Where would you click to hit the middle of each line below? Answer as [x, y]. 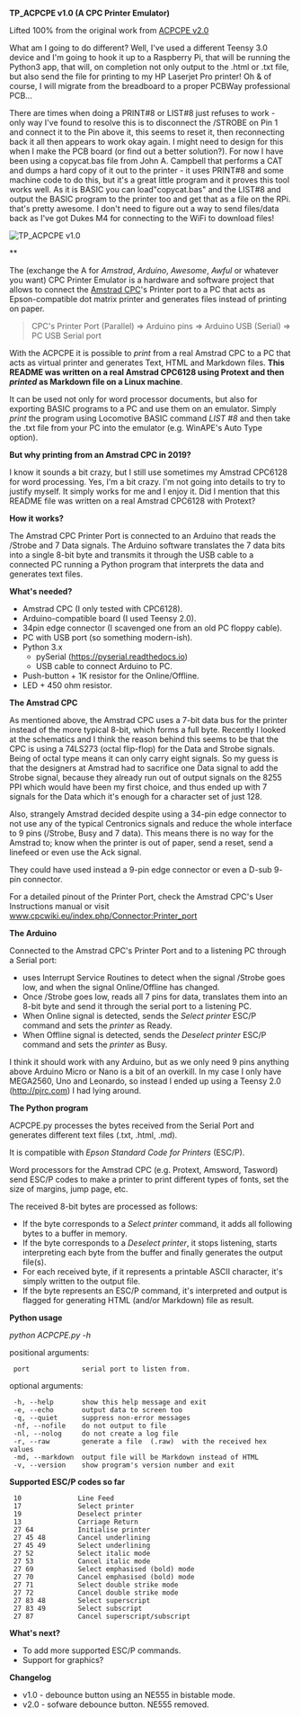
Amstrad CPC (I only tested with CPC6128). [102, 609]
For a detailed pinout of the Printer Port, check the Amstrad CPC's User [142, 897]
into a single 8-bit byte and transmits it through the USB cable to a [132, 555]
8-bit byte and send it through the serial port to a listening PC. [137, 1006]
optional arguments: [46, 1386]
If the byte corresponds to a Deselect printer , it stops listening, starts [150, 1243]
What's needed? [41, 591]
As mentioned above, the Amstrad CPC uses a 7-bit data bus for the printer [148, 720]
